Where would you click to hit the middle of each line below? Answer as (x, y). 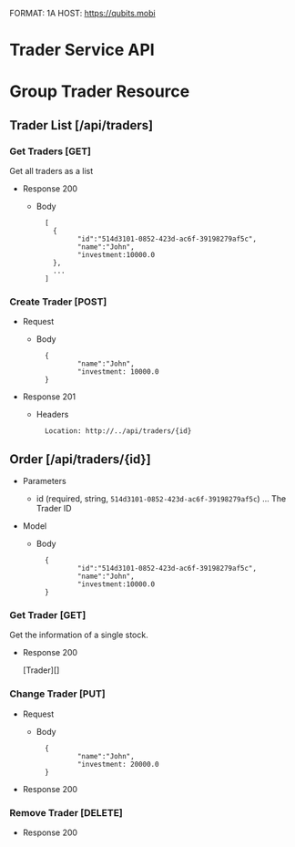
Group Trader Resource (100, 92)
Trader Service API (82, 50)
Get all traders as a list (51, 171)
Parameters (44, 481)
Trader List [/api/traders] (81, 125)
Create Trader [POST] (58, 302)
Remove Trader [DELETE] (66, 812)
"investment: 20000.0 (118, 764)
